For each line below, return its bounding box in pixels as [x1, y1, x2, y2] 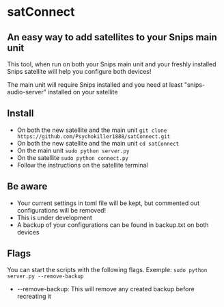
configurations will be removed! [16, 206, 107, 214]
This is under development [16, 213, 92, 222]
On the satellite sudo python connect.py [16, 153, 128, 161]
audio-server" [7, 88, 46, 96]
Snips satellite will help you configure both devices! [7, 68, 152, 75]
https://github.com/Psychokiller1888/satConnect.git [16, 133, 171, 140]
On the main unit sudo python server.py [16, 146, 130, 155]
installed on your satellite [47, 88, 118, 96]
